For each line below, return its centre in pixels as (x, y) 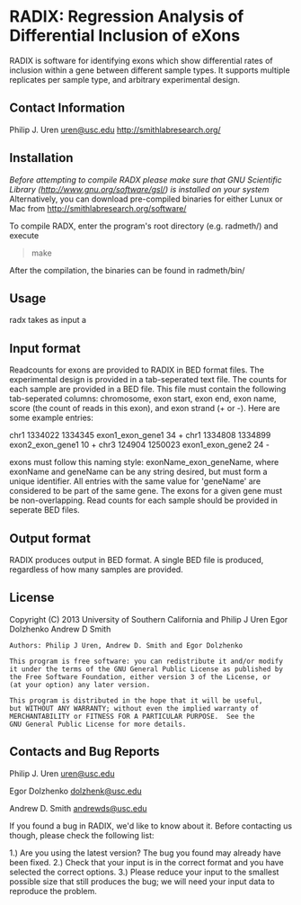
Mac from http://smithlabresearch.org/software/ (98, 208)
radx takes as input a (48, 320)
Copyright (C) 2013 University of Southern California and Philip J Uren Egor (149, 619)
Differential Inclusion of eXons (125, 36)
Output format (50, 538)
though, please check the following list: (82, 835)
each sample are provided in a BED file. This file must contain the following (148, 390)
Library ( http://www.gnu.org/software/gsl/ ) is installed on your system (139, 189)
